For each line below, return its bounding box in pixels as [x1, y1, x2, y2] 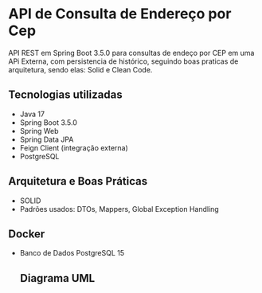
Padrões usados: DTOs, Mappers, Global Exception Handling [19, 204, 219, 213]
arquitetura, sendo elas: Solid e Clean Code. [8, 64, 153, 74]
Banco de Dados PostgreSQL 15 [19, 248, 125, 258]
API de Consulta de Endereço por [8, 5, 232, 23]
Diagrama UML [19, 272, 96, 285]
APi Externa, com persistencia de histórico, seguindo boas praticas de [8, 57, 239, 66]
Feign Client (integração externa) [19, 143, 129, 152]
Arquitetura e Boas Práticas [8, 174, 148, 188]
